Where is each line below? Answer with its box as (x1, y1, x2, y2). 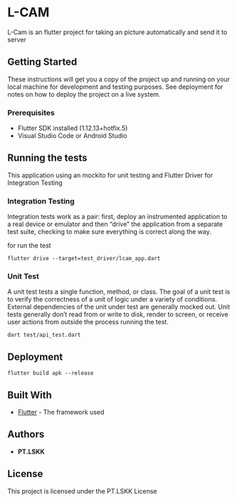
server (7, 35, 27, 43)
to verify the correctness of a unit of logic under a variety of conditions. (7, 295, 217, 304)
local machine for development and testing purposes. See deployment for (7, 82, 223, 91)
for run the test (7, 241, 51, 250)
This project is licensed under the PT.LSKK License (7, 486, 158, 495)
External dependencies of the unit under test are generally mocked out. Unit (7, 303, 230, 311)
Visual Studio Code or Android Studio (17, 132, 127, 140)
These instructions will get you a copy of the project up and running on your (7, 75, 230, 83)
